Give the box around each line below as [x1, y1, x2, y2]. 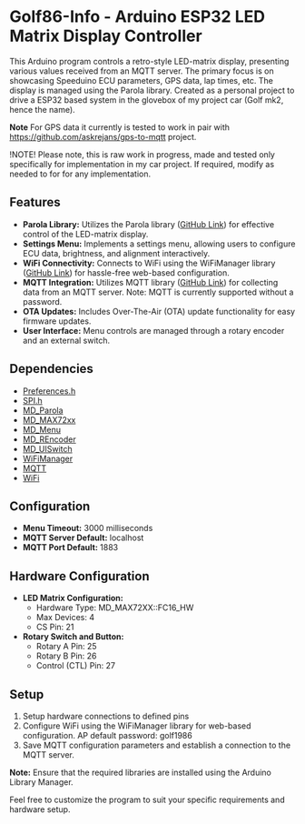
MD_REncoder [22, 434, 76, 445]
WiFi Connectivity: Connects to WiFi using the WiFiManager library [22, 257, 276, 268]
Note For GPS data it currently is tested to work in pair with [9, 121, 230, 133]
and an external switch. [22, 335, 111, 346]
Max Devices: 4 [35, 612, 95, 623]
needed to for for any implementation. [9, 168, 152, 179]
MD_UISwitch [22, 443, 73, 454]
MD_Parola [22, 405, 64, 416]
